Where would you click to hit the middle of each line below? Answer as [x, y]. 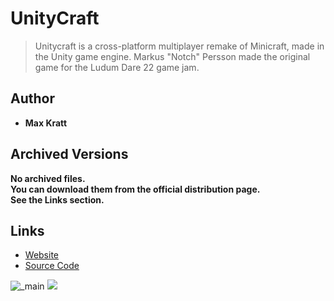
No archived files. [48, 178]
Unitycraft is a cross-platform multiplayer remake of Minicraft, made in [179, 46]
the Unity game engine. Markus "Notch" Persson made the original [172, 56]
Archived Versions [69, 154]
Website [42, 255]
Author [32, 98]
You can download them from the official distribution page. [135, 189]
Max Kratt [46, 123]
